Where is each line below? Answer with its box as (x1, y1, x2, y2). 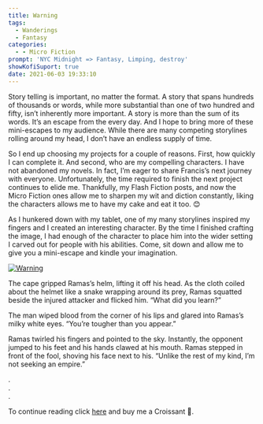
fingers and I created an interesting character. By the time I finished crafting (8, 222, 254, 232)
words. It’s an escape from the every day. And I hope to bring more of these (8, 117, 254, 126)
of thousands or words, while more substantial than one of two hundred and (8, 100, 254, 110)
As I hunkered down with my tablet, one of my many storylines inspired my (8, 214, 250, 224)
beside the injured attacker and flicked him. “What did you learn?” (8, 295, 222, 304)
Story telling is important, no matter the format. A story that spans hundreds (8, 91, 254, 101)
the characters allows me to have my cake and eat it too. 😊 (8, 199, 201, 209)
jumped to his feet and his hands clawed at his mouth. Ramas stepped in (8, 342, 243, 351)
